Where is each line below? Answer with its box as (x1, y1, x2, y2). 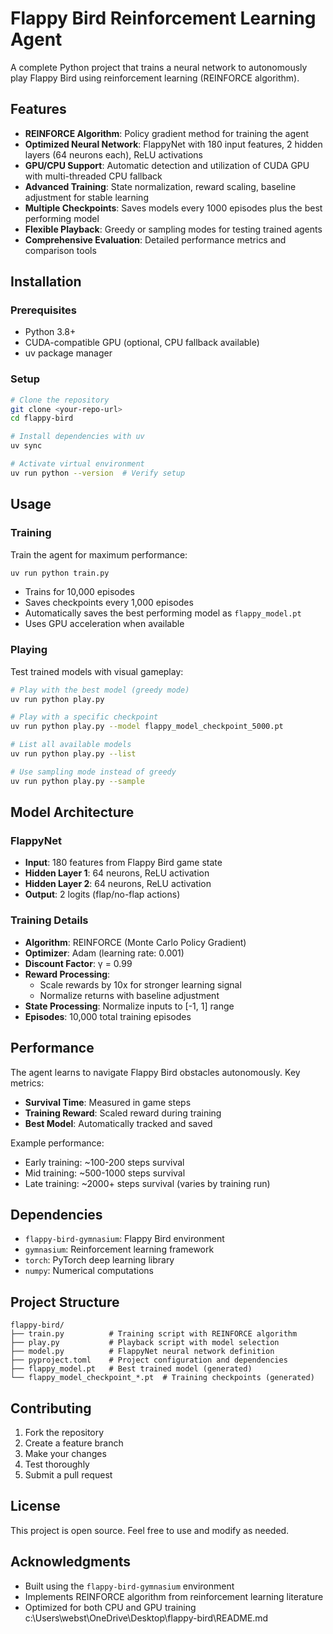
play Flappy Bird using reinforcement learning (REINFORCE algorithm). (10, 72, 300, 84)
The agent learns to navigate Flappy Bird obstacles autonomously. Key (10, 1066, 301, 1078)
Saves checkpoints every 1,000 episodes (24, 597, 194, 609)
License (10, 1498, 61, 1515)
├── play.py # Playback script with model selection (10, 1338, 280, 1348)
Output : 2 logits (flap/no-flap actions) (24, 888, 181, 901)
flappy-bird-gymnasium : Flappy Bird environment (24, 1233, 225, 1245)
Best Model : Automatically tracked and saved (24, 1117, 213, 1129)
